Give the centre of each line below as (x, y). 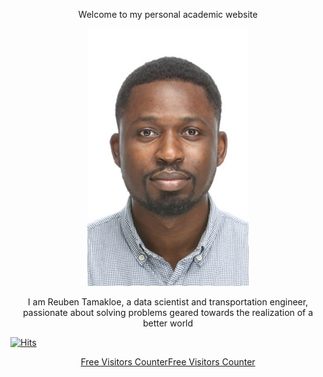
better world (168, 323)
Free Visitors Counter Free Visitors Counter (168, 362)
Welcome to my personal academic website (168, 14)
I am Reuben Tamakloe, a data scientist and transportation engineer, (168, 302)
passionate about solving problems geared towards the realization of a (168, 312)
